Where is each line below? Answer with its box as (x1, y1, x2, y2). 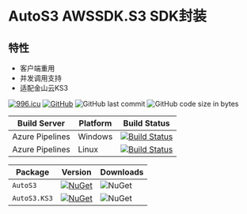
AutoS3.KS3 (12, 194, 53, 202)
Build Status (123, 118, 170, 129)
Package (15, 167, 50, 178)
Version (61, 167, 92, 178)
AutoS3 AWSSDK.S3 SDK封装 (8, 7, 207, 25)
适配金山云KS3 (19, 84, 69, 92)
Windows (78, 131, 113, 142)
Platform (78, 118, 112, 129)
